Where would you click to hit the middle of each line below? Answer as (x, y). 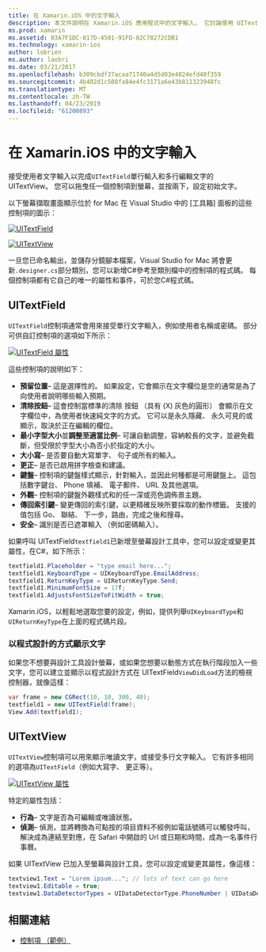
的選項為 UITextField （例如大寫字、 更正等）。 (82, 766)
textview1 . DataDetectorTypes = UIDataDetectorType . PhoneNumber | (118, 893)
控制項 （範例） (45, 941)
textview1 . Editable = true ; (55, 886)
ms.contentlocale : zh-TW (49, 97)
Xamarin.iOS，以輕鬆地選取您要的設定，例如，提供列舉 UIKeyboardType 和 (126, 612)
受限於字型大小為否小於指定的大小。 (100, 445)
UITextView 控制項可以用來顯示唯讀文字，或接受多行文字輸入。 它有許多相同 (131, 757)
